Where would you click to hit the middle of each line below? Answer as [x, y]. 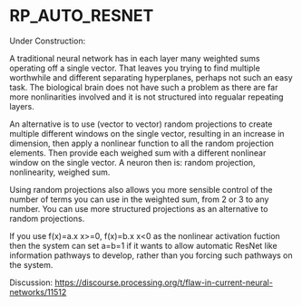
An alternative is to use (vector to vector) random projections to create [141, 124]
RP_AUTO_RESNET [82, 16]
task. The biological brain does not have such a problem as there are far [144, 87]
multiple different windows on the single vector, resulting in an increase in [147, 133]
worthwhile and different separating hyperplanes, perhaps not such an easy [151, 77]
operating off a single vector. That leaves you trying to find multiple [135, 68]
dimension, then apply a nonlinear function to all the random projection [142, 143]
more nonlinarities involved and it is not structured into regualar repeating [146, 97]
